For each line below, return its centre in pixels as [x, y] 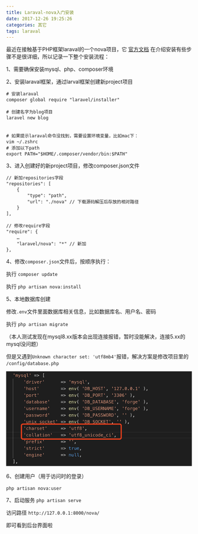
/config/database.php [33, 364]
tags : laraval [24, 31]
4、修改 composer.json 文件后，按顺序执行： [59, 262]
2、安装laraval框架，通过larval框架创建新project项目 [70, 82]
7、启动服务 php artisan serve [44, 500]
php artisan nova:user [34, 489]
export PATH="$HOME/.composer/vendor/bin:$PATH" [67, 154]
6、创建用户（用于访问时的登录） [47, 476]
